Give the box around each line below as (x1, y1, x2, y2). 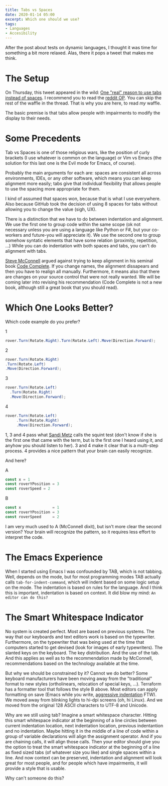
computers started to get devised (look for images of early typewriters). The (5, 644, 163, 650)
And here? (5, 457, 27, 463)
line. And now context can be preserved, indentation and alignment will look (5, 754, 162, 760)
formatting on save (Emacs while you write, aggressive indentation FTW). (5, 692, 157, 698)
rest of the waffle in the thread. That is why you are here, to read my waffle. (5, 100, 161, 106)
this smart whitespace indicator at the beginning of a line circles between (5, 717, 157, 723)
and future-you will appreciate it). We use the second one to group (23, 232, 161, 238)
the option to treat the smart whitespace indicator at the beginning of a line (5, 744, 160, 750)
